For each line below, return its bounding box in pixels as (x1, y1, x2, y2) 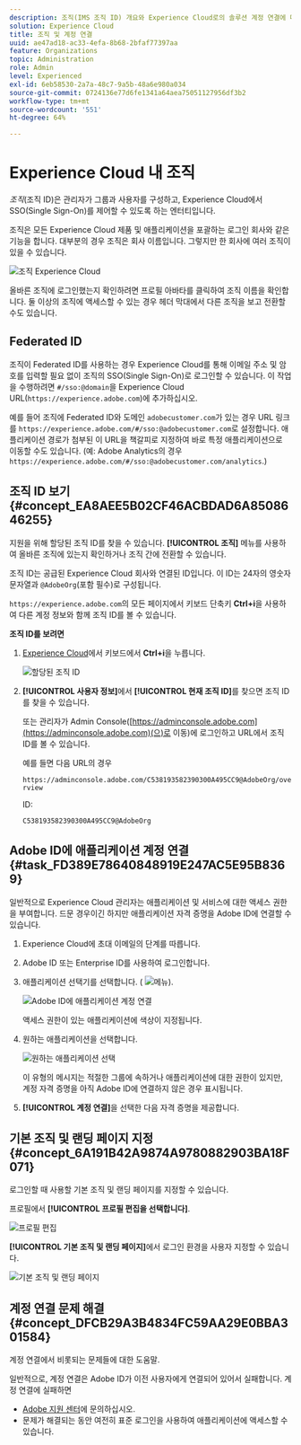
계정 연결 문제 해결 (9, 1300, 105, 1316)
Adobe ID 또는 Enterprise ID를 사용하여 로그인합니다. (21, 957, 211, 968)
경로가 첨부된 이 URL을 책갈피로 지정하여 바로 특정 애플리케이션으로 (47, 434, 283, 445)
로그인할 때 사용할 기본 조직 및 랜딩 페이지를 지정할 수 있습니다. (9, 1185, 229, 1195)
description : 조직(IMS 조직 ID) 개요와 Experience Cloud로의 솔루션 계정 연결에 (9, 13, 287, 22)
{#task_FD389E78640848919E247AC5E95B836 (9, 858, 286, 873)
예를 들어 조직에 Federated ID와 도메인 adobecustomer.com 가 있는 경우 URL (9, 411, 274, 422)
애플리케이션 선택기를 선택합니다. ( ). (21, 976, 174, 987)
